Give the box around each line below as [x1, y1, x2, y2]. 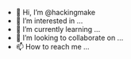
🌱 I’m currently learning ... [15, 25, 101, 33]
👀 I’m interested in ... [15, 16, 83, 26]
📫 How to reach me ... [15, 42, 90, 51]
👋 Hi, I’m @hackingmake [15, 8, 96, 17]
